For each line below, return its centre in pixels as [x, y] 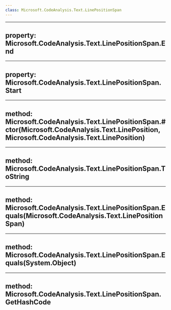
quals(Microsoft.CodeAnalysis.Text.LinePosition [84, 216]
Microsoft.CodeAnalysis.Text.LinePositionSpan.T [85, 169]
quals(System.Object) [41, 263]
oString [17, 177]
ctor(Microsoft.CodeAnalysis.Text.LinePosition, [83, 130]
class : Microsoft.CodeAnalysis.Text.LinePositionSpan [64, 10]
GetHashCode [28, 302]
